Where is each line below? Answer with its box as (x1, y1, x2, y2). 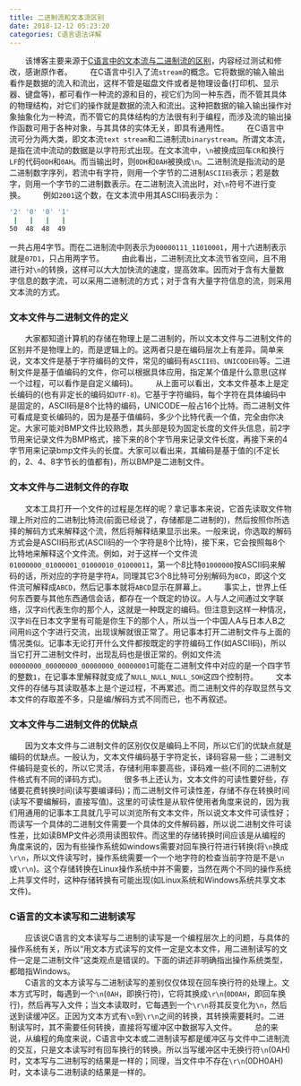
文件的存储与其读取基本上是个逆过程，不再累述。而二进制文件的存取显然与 (9, 682, 284, 693)
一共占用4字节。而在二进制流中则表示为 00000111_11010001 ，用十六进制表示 (9, 242, 287, 252)
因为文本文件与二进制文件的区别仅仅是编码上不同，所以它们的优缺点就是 (25, 740, 292, 751)
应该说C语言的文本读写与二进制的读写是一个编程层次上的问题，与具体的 (25, 933, 290, 944)
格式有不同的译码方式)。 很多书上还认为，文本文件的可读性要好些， (16, 773, 282, 784)
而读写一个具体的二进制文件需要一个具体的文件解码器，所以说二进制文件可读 (9, 818, 292, 829)
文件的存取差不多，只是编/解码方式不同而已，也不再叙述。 (16, 694, 233, 704)
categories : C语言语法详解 (9, 30, 102, 39)
